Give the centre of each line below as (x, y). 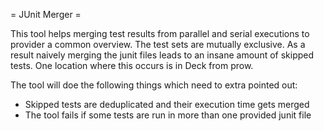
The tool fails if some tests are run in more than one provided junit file (168, 115)
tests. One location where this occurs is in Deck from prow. (132, 65)
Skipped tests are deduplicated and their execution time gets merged (167, 104)
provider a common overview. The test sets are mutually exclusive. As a (158, 44)
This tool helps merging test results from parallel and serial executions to (160, 33)
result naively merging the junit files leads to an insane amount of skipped (162, 55)
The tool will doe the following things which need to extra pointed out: (154, 85)
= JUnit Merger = (46, 14)
